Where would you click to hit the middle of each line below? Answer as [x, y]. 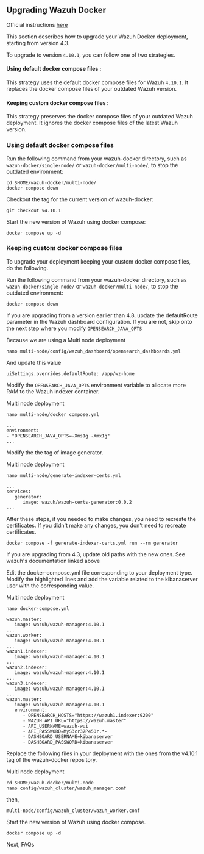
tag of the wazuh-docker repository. [52, 759]
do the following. [27, 268]
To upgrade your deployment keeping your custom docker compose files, [98, 261]
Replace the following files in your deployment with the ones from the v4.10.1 [102, 753]
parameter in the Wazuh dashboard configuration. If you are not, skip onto [99, 321]
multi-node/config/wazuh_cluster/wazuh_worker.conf [73, 811]
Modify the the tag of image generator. [55, 452]
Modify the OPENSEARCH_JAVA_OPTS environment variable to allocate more [96, 385]
